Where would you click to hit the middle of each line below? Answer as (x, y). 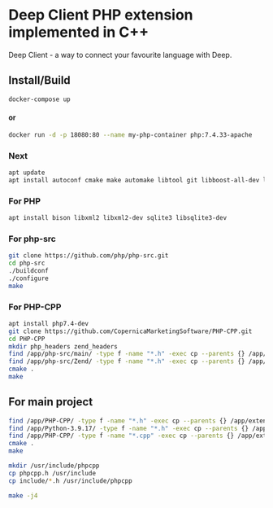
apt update (27, 173)
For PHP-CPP (35, 307)
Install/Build (39, 80)
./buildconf (28, 270)
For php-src (32, 239)
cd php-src (27, 263)
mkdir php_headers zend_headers (63, 346)
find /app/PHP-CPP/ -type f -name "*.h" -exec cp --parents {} (118, 421)
